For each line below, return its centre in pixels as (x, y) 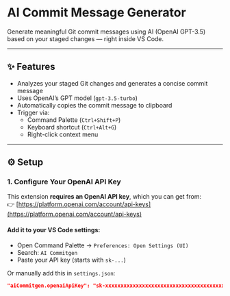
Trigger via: (33, 112)
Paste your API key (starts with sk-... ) (72, 260)
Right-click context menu (63, 134)
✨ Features (31, 67)
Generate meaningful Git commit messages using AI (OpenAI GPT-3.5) (106, 32)
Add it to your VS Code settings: (54, 230)
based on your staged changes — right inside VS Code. (86, 38)
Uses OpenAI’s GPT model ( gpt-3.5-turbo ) (77, 98)
